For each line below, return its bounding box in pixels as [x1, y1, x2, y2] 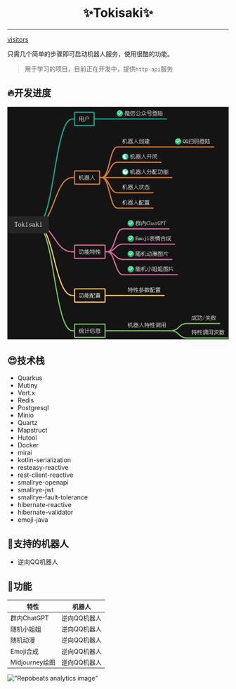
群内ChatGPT [10, 613, 49, 622]
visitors [7, 35, 29, 44]
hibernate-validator [17, 508, 74, 517]
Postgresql [17, 404, 49, 412]
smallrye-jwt [17, 486, 54, 494]
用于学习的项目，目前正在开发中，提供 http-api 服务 [24, 65, 173, 73]
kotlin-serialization [17, 456, 72, 464]
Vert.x [17, 388, 35, 398]
